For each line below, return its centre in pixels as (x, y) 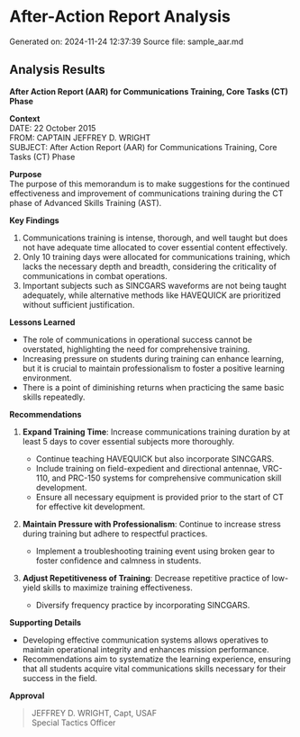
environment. (47, 377)
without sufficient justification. (78, 304)
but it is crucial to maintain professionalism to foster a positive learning (154, 368)
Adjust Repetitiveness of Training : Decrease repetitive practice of (146, 578)
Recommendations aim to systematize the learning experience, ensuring (156, 659)
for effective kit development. (91, 507)
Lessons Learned (42, 322)
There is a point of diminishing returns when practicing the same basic (153, 387)
